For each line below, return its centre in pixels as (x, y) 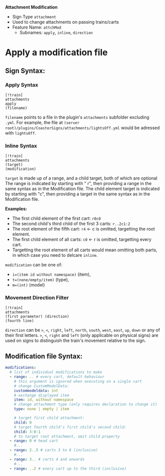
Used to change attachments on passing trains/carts (66, 22)
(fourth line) (20, 321)
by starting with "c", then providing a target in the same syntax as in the (78, 194)
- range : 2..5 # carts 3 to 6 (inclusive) (54, 450)
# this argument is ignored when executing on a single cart (78, 381)
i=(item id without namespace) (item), (51, 275)
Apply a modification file (56, 53)
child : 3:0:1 (27, 432)
